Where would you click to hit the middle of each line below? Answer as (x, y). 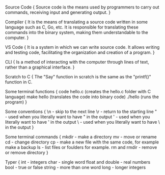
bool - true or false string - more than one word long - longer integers (75, 167)
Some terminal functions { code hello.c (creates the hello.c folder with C (78, 91)
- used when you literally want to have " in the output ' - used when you (78, 117)
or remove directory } (27, 153)
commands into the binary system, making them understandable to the (77, 32)
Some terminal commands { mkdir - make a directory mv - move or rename (81, 137)
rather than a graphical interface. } (40, 67)
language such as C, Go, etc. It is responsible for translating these (72, 27)
